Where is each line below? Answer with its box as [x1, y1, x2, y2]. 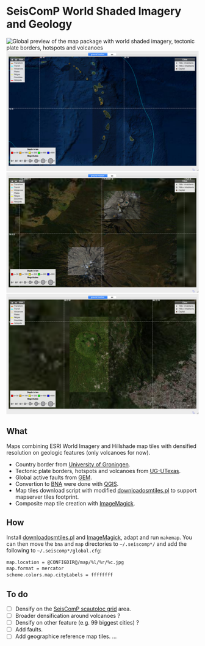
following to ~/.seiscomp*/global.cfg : [6, 546, 102, 554]
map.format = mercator [6, 565, 64, 572]
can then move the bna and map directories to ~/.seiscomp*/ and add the [6, 540, 187, 548]
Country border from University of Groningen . [15, 460, 131, 468]
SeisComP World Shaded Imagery [6, 4, 182, 18]
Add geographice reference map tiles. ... [15, 633, 117, 640]
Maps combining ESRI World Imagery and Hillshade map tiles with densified [6, 442, 197, 450]
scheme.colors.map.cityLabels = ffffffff [6, 572, 113, 578]
